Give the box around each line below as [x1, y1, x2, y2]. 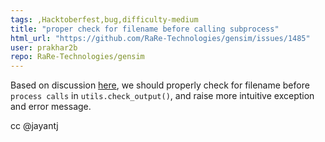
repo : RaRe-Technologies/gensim [10, 52, 145, 62]
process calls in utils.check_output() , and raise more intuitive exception [10, 90, 315, 102]
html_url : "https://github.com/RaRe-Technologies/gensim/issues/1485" [10, 33, 311, 43]
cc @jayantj [10, 120, 59, 132]
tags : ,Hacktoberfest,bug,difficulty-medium [10, 14, 199, 25]
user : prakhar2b [10, 42, 78, 53]
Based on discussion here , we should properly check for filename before [10, 79, 310, 91]
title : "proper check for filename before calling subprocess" [10, 24, 280, 34]
